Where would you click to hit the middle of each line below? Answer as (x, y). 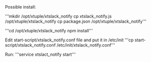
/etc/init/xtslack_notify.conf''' (86, 45)
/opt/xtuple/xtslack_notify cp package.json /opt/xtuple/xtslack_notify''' (76, 21)
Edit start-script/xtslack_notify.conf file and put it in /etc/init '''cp (69, 40)
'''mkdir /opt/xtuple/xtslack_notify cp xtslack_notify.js (59, 16)
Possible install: (21, 7)
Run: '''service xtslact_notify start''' (40, 54)
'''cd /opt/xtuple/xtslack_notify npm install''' (49, 31)
